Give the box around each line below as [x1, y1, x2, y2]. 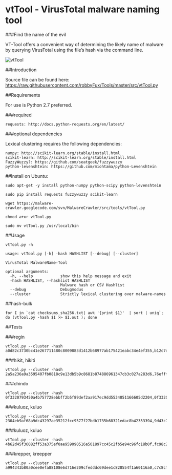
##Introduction [5, 67, 37, 73]
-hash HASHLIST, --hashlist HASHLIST [10, 278, 91, 283]
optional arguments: [5, 269, 50, 274]
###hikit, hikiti [5, 357, 35, 363]
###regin [5, 334, 25, 340]
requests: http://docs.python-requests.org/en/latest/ [5, 121, 125, 127]
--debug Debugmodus [10, 287, 83, 292]
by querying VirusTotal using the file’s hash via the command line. [5, 47, 143, 53]
